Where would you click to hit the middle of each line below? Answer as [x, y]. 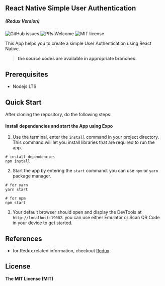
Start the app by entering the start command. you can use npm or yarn [85, 171]
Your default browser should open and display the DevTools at [77, 212]
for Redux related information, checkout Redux [61, 251]
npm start [16, 203]
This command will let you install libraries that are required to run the [84, 142]
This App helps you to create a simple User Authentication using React [78, 43]
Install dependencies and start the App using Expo [59, 126]
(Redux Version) [23, 21]
